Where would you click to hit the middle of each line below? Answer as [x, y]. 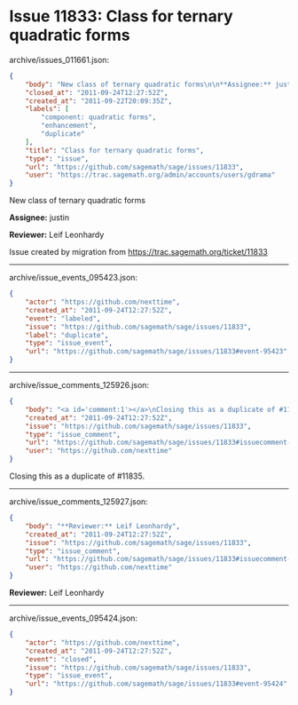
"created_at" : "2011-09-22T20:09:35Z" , [99, 101]
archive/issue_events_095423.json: [74, 278]
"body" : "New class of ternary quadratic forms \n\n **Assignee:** [149, 84]
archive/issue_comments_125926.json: [79, 385]
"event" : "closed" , [61, 659]
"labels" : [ [47, 109]
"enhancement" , [69, 126]
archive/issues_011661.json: [59, 59]
